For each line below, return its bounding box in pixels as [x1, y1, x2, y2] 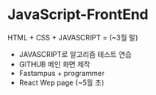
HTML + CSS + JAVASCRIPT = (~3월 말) [7, 32, 138, 42]
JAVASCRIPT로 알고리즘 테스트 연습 [18, 49, 132, 59]
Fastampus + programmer [18, 68, 105, 78]
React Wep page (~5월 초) [18, 78, 104, 87]
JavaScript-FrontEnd [7, 6, 149, 24]
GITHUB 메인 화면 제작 [18, 59, 91, 69]
